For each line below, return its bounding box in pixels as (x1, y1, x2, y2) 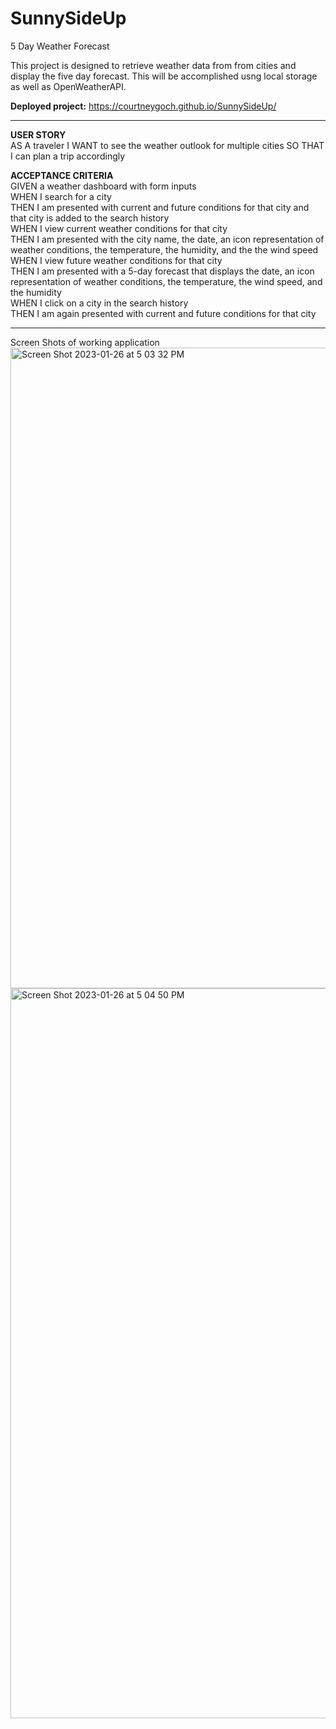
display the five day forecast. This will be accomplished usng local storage (10, 70, 318, 82)
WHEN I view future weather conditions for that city (10, 254, 223, 266)
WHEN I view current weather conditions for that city (10, 222, 228, 234)
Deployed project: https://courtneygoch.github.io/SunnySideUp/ (10, 100, 277, 112)
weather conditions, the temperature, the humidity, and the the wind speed (10, 243, 319, 256)
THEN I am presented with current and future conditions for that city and (10, 201, 310, 213)
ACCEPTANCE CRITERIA (10, 169, 114, 181)
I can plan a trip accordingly (10, 150, 126, 162)
